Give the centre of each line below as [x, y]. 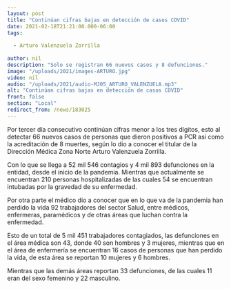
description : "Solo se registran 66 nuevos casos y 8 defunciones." [108, 65]
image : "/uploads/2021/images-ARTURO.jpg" [69, 71]
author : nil [24, 59]
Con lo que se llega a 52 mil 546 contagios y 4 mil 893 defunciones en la [111, 165]
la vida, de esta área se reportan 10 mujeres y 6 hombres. [89, 257]
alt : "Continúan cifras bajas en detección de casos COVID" [96, 90]
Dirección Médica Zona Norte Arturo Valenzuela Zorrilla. [87, 151]
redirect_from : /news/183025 [49, 110]
